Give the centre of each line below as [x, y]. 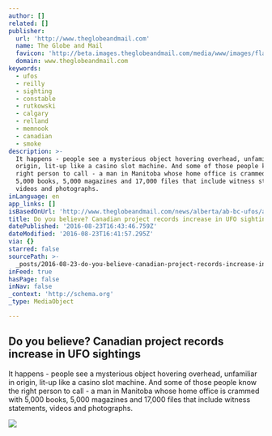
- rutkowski [36, 106]
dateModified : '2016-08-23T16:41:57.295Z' [81, 234]
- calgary [32, 114]
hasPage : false [34, 279]
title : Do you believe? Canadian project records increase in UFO [123, 219]
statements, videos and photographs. [71, 408]
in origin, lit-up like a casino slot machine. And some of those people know [133, 382]
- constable [36, 99]
